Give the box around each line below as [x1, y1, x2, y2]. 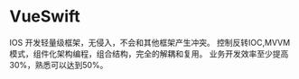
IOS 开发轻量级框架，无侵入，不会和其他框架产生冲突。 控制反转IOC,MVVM [9, 37, 291, 48]
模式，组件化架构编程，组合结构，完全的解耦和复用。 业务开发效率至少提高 [9, 48, 289, 59]
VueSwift [9, 6, 81, 27]
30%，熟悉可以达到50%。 [9, 59, 108, 70]
